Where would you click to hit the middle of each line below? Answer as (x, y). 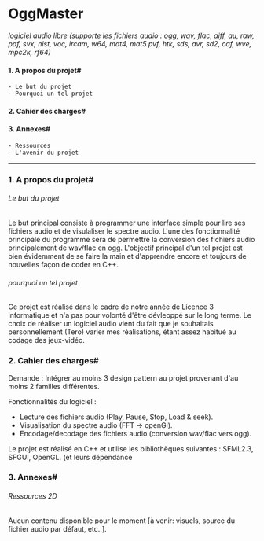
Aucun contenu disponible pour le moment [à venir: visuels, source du (122, 521)
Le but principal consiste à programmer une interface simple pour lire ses (127, 223)
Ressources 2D (33, 496)
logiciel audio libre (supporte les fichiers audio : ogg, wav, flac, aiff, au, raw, (131, 35)
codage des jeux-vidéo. (46, 340)
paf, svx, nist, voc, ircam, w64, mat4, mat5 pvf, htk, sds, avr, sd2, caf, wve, (130, 43)
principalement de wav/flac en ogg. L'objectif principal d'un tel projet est (126, 248)
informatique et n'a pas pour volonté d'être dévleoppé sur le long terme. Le (130, 315)
